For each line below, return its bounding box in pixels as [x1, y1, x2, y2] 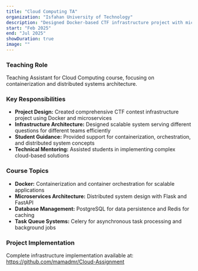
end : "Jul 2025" [6, 31, 46, 36]
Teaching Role [6, 61, 48, 69]
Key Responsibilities [6, 95, 66, 103]
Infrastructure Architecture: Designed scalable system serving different [14, 121, 192, 128]
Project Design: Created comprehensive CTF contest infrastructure [14, 108, 179, 115]
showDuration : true [6, 36, 54, 42]
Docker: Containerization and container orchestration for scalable [14, 180, 175, 187]
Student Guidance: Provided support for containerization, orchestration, [14, 133, 191, 140]
